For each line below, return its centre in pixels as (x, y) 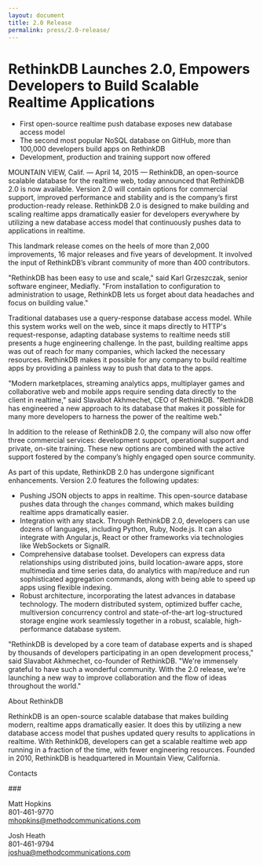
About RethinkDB (36, 701)
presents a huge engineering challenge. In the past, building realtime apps (128, 343)
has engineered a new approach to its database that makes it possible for (127, 408)
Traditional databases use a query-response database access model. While (130, 318)
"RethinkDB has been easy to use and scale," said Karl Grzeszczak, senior (128, 278)
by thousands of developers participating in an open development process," (131, 653)
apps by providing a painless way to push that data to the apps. (111, 368)
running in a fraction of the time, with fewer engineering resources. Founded (131, 750)
